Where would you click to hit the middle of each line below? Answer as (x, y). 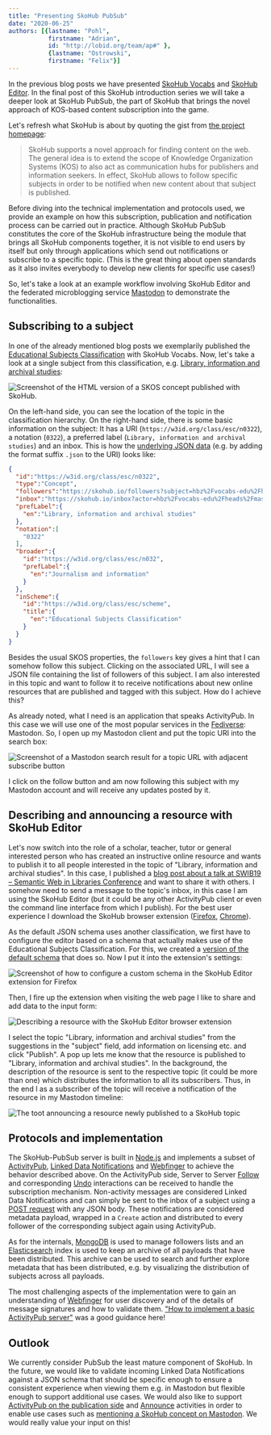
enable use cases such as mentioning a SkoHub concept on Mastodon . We (133, 1414)
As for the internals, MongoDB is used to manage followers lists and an (126, 1242)
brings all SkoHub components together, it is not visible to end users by (127, 242)
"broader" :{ (36, 552)
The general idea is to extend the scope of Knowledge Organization (140, 157)
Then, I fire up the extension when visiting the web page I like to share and (132, 997)
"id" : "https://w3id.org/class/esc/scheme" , (97, 604)
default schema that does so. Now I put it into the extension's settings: (125, 957)
